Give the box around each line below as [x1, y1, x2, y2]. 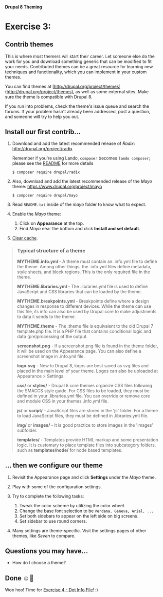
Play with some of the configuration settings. [12, 483, 102, 490]
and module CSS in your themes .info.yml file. [17, 398, 109, 404]
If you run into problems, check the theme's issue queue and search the [5, 103, 149, 109]
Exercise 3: [5, 21, 51, 32]
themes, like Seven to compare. [12, 533, 75, 538]
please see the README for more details [12, 160, 93, 166]
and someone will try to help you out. [5, 114, 79, 119]
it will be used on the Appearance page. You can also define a [17, 348, 142, 354]
